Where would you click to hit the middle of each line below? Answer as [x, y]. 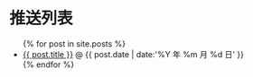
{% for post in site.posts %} [74, 43]
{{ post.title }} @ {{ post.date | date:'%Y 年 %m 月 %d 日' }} [133, 54]
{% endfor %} [48, 64]
